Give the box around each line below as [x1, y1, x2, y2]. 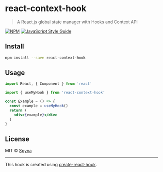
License [5, 135, 30, 143]
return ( [9, 108, 27, 113]
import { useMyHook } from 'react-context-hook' [5, 90, 105, 95]
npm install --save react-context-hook [5, 55, 86, 60]
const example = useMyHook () [9, 104, 68, 109]
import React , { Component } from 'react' [5, 81, 92, 86]
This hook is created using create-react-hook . [5, 162, 97, 168]
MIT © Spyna [5, 148, 32, 154]
